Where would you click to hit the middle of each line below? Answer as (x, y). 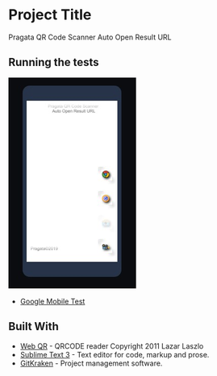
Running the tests (54, 62)
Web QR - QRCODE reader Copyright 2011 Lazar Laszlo (112, 346)
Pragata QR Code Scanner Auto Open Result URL (90, 37)
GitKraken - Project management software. (91, 363)
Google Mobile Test (52, 301)
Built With (33, 326)
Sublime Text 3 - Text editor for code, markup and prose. (115, 354)
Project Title (50, 15)
